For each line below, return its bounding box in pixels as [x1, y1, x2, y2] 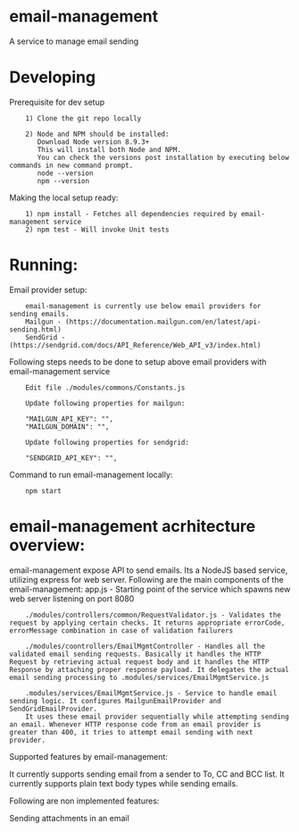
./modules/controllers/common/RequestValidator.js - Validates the [25, 610, 281, 619]
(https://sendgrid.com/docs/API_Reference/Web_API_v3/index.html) [9, 340, 262, 349]
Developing [9, 67, 96, 88]
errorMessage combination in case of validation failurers [9, 626, 234, 635]
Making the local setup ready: [9, 192, 119, 203]
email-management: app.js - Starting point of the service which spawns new [9, 584, 291, 594]
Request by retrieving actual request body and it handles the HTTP [9, 657, 270, 667]
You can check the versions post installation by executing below [37, 153, 290, 162]
